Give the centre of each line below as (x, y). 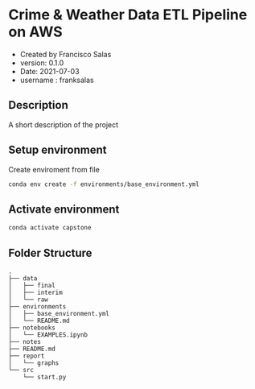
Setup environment (58, 150)
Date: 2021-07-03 (49, 71)
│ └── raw (28, 300)
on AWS (35, 32)
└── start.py (45, 377)
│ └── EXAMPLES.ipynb (48, 335)
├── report (27, 356)
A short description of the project (64, 124)
